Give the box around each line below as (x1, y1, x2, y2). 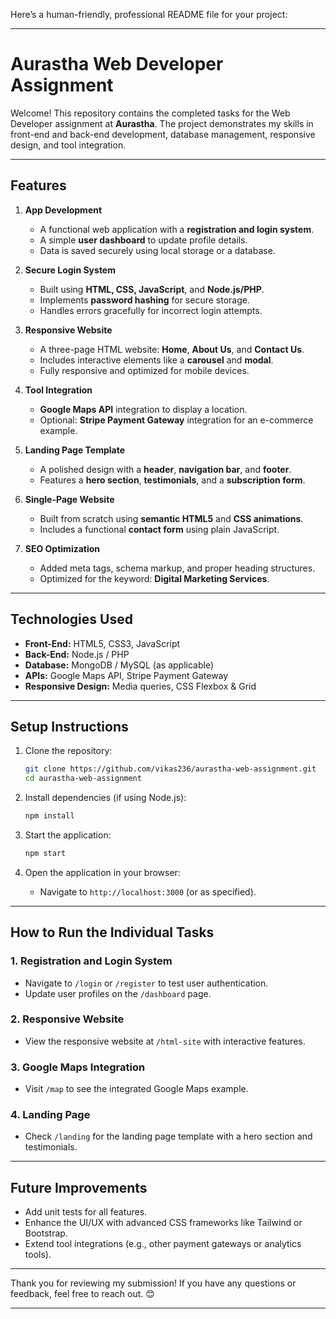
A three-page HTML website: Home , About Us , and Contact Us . (39, 343, 305, 355)
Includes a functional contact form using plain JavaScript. (39, 523, 280, 535)
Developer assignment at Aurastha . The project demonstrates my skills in (10, 117, 314, 129)
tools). (24, 1249, 52, 1261)
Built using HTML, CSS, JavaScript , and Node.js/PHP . (39, 283, 265, 295)
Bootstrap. (24, 1227, 68, 1239)
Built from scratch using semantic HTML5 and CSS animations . (39, 512, 304, 524)
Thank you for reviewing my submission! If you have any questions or (10, 1277, 297, 1289)
